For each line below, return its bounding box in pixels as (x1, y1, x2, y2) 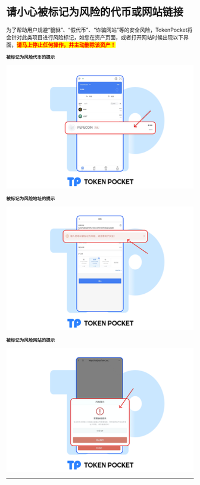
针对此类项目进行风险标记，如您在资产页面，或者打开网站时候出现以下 (11, 33, 183, 41)
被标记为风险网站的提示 (6, 337, 55, 343)
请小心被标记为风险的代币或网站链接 (6, 5, 184, 19)
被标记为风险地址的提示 (6, 196, 55, 202)
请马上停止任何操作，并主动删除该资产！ (17, 41, 116, 48)
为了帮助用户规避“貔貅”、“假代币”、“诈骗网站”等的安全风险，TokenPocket (6, 26, 187, 33)
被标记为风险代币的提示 (6, 54, 55, 60)
